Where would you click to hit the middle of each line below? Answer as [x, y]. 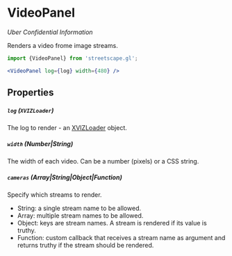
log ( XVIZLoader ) [31, 110]
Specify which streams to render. [55, 194]
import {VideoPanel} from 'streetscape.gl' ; [73, 58]
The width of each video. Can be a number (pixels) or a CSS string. [103, 161]
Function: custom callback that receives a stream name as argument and [121, 237]
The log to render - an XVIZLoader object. [67, 128]
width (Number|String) [40, 143]
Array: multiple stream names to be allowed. [80, 215]
